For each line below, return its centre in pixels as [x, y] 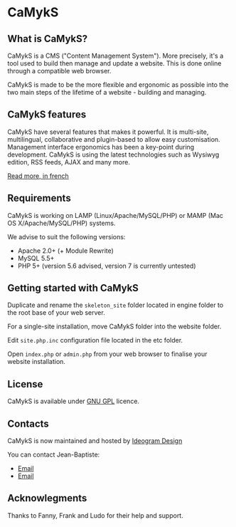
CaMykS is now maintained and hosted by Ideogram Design [95, 441]
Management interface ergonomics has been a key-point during [101, 147]
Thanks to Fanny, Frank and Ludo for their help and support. [95, 515]
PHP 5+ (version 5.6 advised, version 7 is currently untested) [107, 266]
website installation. [37, 362]
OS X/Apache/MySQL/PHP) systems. [61, 223]
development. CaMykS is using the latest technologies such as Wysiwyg [113, 155]
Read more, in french [38, 176]
